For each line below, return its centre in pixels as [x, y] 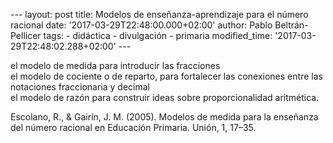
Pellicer [26, 35]
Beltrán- [291, 25]
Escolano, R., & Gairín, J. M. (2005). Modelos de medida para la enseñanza [164, 117]
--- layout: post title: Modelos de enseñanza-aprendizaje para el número [159, 14]
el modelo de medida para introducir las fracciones [115, 65]
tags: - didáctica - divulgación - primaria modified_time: [158, 35]
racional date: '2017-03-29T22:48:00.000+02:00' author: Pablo [141, 25]
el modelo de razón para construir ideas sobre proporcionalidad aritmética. [165, 97]
